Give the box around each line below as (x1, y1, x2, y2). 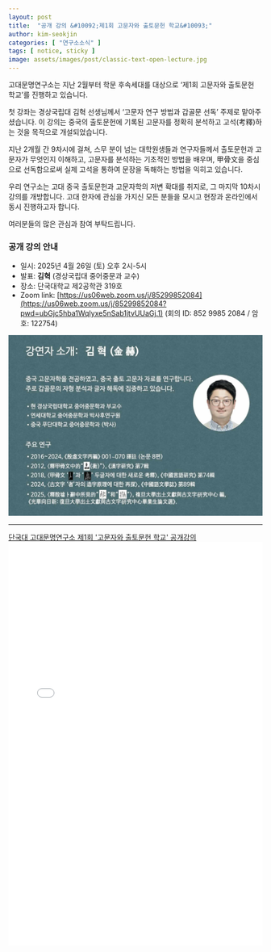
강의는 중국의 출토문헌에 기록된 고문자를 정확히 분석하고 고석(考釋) (47, 117, 256, 127)
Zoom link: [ (19, 291, 60, 300)
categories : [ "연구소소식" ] (8, 39, 102, 47)
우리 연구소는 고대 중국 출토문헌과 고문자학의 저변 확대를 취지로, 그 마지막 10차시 (8, 182, 261, 191)
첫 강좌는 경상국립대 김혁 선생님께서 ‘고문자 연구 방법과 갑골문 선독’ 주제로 (8, 107, 240, 116)
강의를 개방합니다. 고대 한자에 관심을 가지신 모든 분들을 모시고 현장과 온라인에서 (8, 192, 258, 201)
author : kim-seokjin (8, 30, 78, 38)
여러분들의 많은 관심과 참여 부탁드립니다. (8, 219, 135, 229)
